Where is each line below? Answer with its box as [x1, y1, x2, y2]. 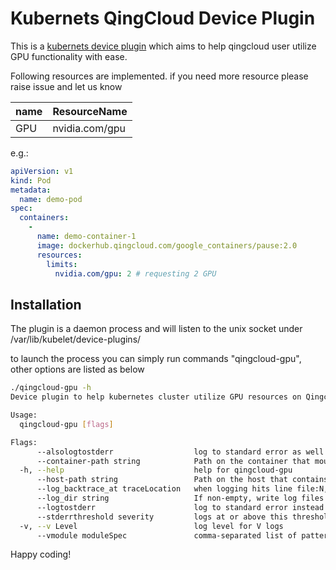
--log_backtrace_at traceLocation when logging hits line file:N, [36, 484, 329, 494]
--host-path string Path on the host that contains [36, 475, 329, 485]
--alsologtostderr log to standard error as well [36, 447, 325, 457]
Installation [10, 296, 82, 313]
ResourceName [52, 104, 128, 118]
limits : [46, 259, 78, 269]
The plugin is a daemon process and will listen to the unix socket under [10, 323, 303, 335]
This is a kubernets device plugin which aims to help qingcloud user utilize [10, 40, 317, 52]
